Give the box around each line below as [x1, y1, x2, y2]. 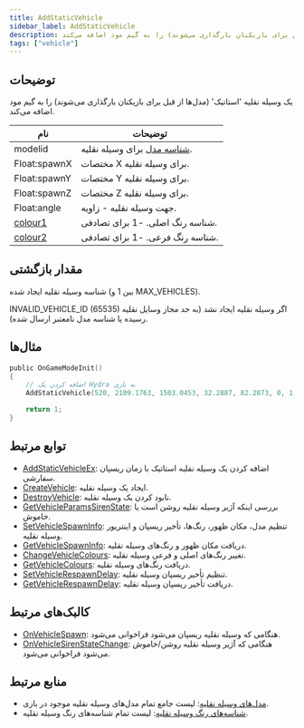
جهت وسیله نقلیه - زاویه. [81, 201, 177, 214]
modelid [14, 142, 49, 155]
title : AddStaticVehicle [9, 13, 103, 23]
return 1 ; [25, 405, 63, 414]
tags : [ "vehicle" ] [9, 38, 79, 48]
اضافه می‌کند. [9, 106, 55, 117]
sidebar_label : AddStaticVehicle [9, 22, 136, 31]
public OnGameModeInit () [9, 364, 103, 373]
